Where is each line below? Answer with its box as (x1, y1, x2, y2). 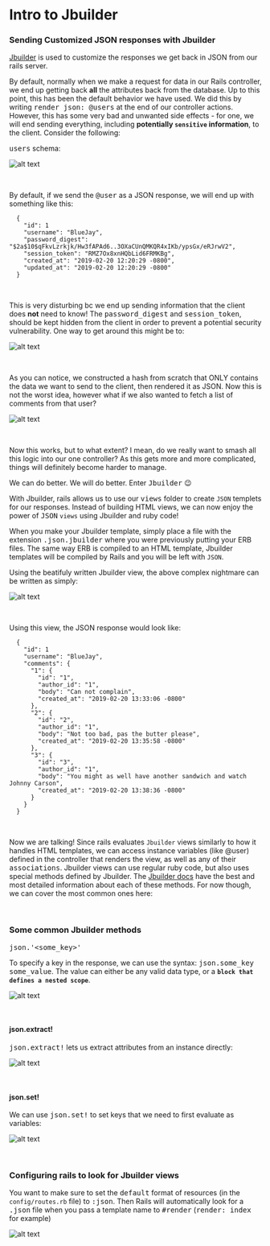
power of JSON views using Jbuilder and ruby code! (9, 511, 179, 521)
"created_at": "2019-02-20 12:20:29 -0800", (23, 257, 175, 265)
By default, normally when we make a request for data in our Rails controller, (9, 76, 262, 86)
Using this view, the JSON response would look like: (9, 623, 182, 633)
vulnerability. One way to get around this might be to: (9, 326, 185, 336)
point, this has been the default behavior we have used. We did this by (9, 94, 242, 104)
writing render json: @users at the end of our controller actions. (9, 102, 234, 112)
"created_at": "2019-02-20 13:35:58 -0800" (38, 737, 186, 745)
